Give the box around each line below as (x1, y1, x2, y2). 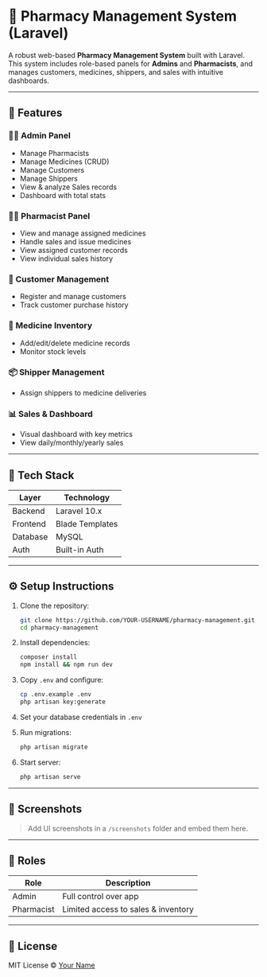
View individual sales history (19, 254, 114, 263)
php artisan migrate (19, 743, 88, 751)
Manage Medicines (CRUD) (19, 157, 110, 166)
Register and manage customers (19, 292, 127, 302)
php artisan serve (19, 773, 81, 780)
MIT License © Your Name (8, 960, 95, 970)
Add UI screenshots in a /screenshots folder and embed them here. (27, 823, 249, 833)
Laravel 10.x (55, 505, 103, 516)
